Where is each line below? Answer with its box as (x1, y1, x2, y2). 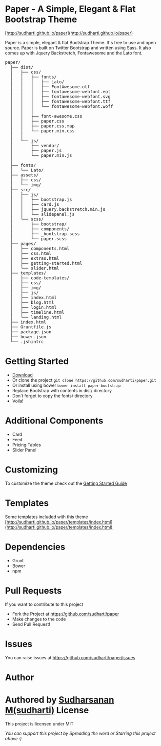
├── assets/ (10, 172, 39, 177)
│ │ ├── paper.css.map (10, 123, 75, 128)
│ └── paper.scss (10, 236, 67, 241)
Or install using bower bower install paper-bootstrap (12, 382, 121, 388)
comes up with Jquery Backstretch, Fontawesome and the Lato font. (5, 50, 143, 56)
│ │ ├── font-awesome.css (10, 113, 82, 119)
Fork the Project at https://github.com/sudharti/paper (12, 611, 120, 617)
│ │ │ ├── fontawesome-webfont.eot (10, 89, 111, 94)
